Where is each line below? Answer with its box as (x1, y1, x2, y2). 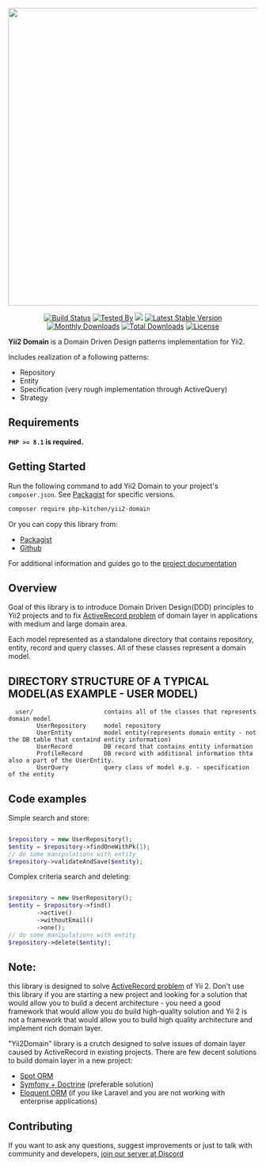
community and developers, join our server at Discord (8, 1149, 184, 1159)
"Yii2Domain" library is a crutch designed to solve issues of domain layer (8, 1039, 246, 1049)
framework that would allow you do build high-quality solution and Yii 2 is (8, 1006, 248, 1016)
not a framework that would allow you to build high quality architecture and (8, 1015, 253, 1025)
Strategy (19, 393, 48, 402)
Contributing (8, 1119, 73, 1133)
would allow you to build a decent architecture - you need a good (8, 999, 222, 1008)
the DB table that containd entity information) (8, 736, 172, 744)
